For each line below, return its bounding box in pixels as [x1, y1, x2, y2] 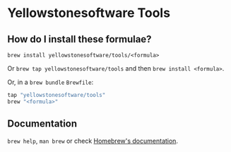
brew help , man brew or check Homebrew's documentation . [7, 136, 179, 145]
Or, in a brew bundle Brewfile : [7, 78, 94, 86]
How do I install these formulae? [7, 33, 152, 45]
